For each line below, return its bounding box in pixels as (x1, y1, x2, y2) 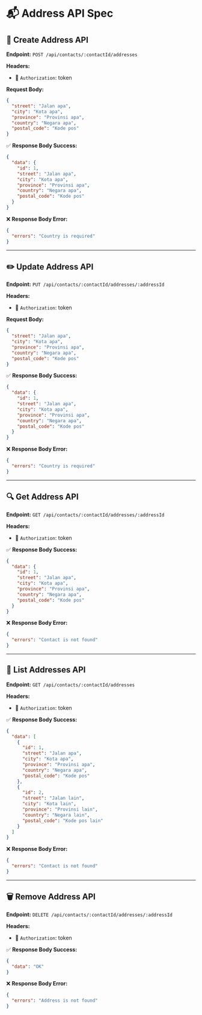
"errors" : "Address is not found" (11, 998, 98, 1004)
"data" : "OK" (11, 963, 44, 970)
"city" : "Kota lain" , (22, 801, 77, 807)
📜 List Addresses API (6, 665, 86, 675)
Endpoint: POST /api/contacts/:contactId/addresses (6, 51, 138, 58)
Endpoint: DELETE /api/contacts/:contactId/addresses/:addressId (6, 911, 173, 918)
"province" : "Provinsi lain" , (22, 806, 98, 813)
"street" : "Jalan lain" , (22, 795, 85, 802)
